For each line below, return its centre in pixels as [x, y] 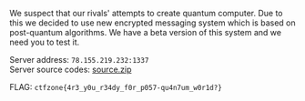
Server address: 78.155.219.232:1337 [79, 60]
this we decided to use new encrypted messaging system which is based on [152, 23]
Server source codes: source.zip [71, 69]
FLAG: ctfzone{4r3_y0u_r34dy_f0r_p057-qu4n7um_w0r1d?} [116, 87]
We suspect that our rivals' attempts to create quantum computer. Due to [146, 13]
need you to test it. [45, 42]
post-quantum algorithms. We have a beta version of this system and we [146, 32]
